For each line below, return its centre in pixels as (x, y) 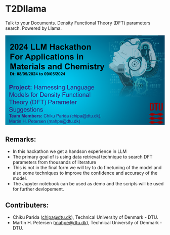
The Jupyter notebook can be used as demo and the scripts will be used (88, 184)
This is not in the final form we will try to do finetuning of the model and (87, 168)
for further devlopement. (38, 189)
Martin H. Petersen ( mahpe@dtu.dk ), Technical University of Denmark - (87, 223)
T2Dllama (26, 9)
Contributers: (27, 205)
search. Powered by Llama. (34, 28)
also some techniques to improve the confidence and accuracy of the (85, 173)
